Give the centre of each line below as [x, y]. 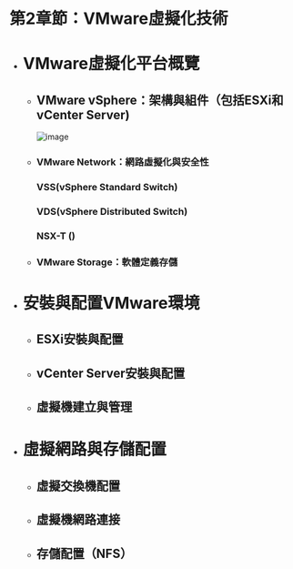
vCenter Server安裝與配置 [111, 373]
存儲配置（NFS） [84, 553]
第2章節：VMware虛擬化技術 [119, 19]
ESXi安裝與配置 [80, 339]
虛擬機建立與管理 [84, 407]
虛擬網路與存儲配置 [94, 449]
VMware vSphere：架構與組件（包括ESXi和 [160, 100]
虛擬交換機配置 [78, 486]
